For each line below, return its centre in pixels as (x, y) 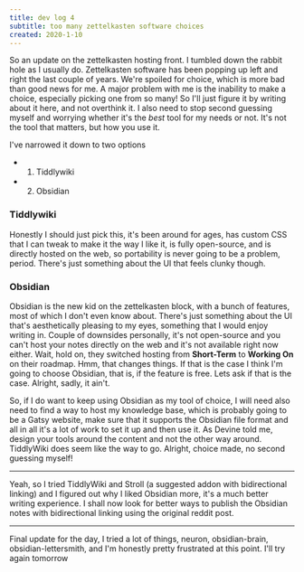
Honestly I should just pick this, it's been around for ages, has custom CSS (148, 234)
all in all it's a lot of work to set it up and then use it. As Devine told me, (141, 429)
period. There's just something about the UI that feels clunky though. (138, 263)
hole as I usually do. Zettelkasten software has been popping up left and (144, 70)
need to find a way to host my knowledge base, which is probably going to (148, 410)
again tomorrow (39, 558)
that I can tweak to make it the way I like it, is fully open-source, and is (140, 244)
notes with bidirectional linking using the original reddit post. (122, 512)
